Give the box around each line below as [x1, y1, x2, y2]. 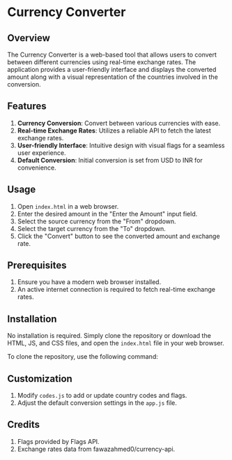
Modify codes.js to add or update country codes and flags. [17, 392, 187, 400]
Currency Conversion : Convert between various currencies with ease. [17, 119, 221, 127]
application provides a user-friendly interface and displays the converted [7, 66, 217, 73]
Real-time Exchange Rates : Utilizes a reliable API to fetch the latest [17, 126, 211, 135]
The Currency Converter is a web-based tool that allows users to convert [7, 50, 217, 59]
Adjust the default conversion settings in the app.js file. [17, 399, 178, 407]
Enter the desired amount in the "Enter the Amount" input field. [17, 209, 198, 218]
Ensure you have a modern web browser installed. [17, 278, 162, 286]
